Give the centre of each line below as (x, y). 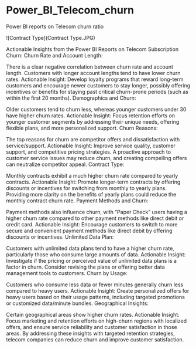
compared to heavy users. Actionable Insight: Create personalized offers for (98, 290)
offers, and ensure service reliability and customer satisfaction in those (92, 327)
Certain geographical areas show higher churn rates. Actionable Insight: (93, 314)
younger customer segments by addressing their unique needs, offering (93, 121)
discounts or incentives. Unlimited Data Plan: (60, 237)
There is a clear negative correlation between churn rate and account (90, 67)
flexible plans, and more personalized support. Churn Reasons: (82, 128)
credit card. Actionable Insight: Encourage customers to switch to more (92, 224)
